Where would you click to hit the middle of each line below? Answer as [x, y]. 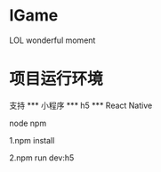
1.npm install [32, 140]
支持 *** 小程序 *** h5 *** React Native [81, 105]
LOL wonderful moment [52, 40]
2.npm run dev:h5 [42, 158]
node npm [28, 123]
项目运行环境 [56, 79]
